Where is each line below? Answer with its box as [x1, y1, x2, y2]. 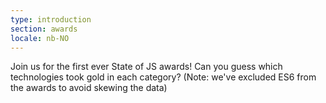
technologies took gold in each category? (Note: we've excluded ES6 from [10, 71, 317, 83]
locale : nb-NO [10, 33, 70, 43]
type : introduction [10, 14, 92, 25]
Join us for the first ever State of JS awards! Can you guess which [10, 61, 283, 73]
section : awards [10, 24, 78, 34]
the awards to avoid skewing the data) [10, 82, 168, 94]
